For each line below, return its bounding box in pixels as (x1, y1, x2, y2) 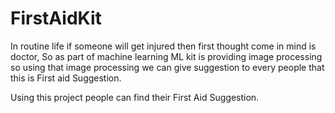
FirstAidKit (10, 7, 102, 30)
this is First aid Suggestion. (10, 72, 122, 84)
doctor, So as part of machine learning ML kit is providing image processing (10, 50, 323, 62)
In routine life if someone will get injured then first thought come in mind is (10, 40, 317, 52)
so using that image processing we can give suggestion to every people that (10, 61, 325, 73)
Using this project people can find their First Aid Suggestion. (10, 91, 260, 103)
